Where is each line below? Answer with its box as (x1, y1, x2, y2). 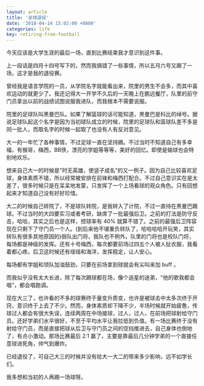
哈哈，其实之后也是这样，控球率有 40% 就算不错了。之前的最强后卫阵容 (16, 218, 197, 225)
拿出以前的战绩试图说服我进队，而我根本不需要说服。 (16, 98, 150, 105)
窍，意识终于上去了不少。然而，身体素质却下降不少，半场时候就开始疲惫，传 (6, 302, 198, 309)
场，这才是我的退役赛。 (6, 69, 65, 77)
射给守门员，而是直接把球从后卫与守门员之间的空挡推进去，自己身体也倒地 (6, 325, 192, 332)
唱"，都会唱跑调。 (6, 281, 52, 289)
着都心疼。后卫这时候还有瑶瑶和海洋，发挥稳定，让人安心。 (6, 248, 155, 255)
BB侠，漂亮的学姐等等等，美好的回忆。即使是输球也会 (53, 146, 189, 154)
